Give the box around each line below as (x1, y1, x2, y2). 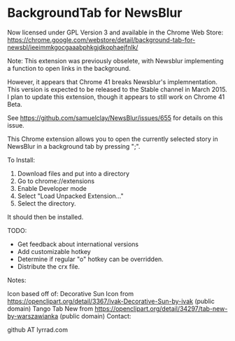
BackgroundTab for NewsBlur (7, 5, 183, 21)
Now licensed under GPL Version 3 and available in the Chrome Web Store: (7, 28, 224, 36)
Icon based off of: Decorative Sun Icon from (7, 289, 134, 297)
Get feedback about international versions (17, 240, 138, 248)
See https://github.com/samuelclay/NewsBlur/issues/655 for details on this (7, 114, 223, 122)
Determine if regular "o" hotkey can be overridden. (17, 255, 164, 263)
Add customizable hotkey (17, 247, 91, 255)
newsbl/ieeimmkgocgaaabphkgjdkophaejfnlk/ (7, 43, 138, 51)
